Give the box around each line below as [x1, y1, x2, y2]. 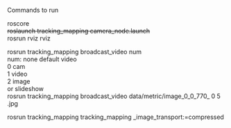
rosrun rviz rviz [7, 34, 51, 42]
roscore [7, 19, 30, 27]
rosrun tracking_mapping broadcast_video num [7, 48, 142, 56]
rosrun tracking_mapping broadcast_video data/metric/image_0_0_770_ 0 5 [7, 92, 221, 100]
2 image [7, 77, 31, 86]
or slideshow [7, 85, 44, 93]
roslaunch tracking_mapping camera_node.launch [7, 27, 151, 35]
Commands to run [7, 6, 59, 14]
